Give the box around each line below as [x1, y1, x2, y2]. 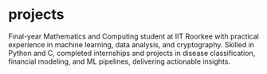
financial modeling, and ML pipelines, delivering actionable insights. [8, 57, 231, 66]
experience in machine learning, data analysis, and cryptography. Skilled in [8, 39, 255, 49]
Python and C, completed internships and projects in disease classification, [8, 48, 256, 57]
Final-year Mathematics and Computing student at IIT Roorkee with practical [8, 31, 259, 41]
